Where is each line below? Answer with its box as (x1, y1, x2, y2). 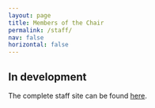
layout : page (8, 11, 51, 20)
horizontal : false (8, 41, 69, 49)
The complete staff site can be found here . (8, 91, 148, 100)
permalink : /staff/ (8, 26, 73, 34)
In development (8, 70, 87, 84)
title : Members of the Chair (8, 19, 104, 27)
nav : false (8, 33, 44, 42)
